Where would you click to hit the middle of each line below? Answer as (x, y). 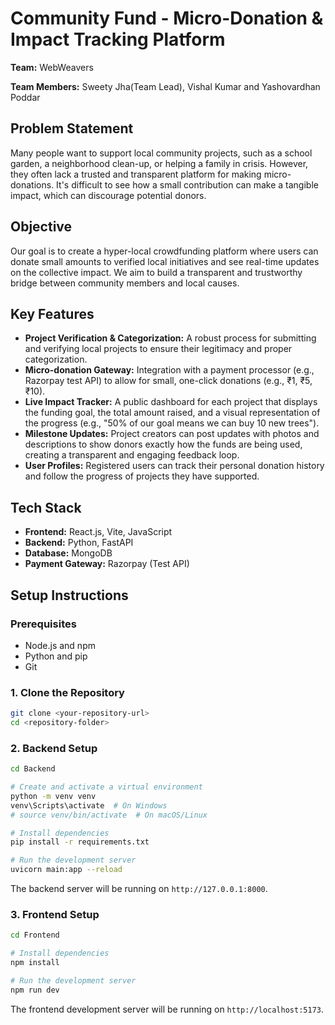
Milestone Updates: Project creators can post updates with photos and (172, 434)
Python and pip (56, 656)
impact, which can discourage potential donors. (108, 195)
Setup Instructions (69, 595)
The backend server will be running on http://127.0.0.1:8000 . (139, 889)
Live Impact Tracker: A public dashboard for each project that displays (171, 402)
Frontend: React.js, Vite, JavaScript (98, 532)
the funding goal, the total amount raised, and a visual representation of (172, 413)
